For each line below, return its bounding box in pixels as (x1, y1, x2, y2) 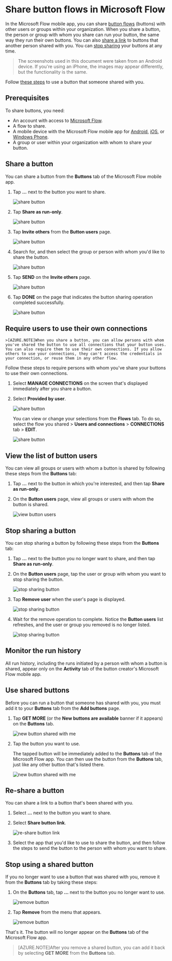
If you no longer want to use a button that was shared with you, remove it (5, 874, 160, 880)
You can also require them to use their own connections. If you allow (5, 347, 162, 352)
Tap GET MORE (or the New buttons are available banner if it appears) (12, 715, 163, 721)
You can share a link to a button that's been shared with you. (5, 800, 133, 806)
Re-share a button (5, 786, 64, 795)
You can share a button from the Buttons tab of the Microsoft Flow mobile (5, 173, 162, 180)
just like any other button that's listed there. (12, 761, 105, 768)
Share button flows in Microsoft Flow (5, 4, 166, 15)
